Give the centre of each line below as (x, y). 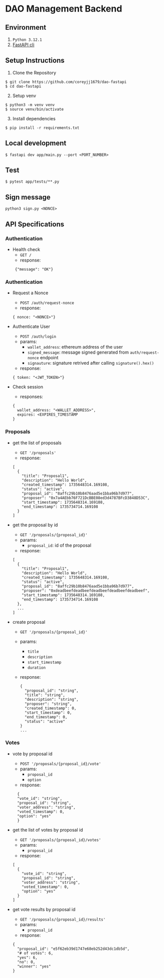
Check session (28, 387)
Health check (26, 249)
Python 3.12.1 (27, 40)
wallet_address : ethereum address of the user (75, 347)
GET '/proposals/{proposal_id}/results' (63, 919)
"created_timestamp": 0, (50, 708)
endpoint (49, 358)
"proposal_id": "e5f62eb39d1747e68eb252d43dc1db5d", (73, 949)
